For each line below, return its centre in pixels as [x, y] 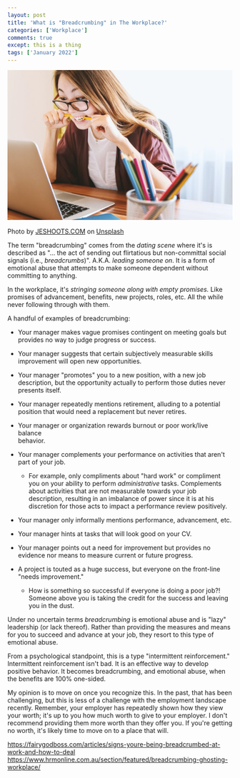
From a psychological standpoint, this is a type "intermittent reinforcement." [119, 656]
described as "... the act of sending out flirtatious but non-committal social [117, 253]
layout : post [27, 15]
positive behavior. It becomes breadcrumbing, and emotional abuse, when [117, 671]
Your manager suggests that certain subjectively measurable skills [115, 354]
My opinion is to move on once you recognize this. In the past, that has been [120, 693]
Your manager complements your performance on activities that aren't [121, 454]
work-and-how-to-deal [41, 752]
